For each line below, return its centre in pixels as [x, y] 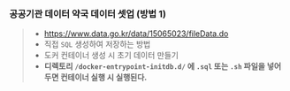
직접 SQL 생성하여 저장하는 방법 [97, 44]
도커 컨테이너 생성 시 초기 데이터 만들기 [111, 56]
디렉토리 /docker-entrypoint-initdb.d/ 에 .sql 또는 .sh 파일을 [154, 66]
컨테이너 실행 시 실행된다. [104, 78]
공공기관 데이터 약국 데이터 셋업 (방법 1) [88, 13]
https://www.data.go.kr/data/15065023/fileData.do [136, 34]
